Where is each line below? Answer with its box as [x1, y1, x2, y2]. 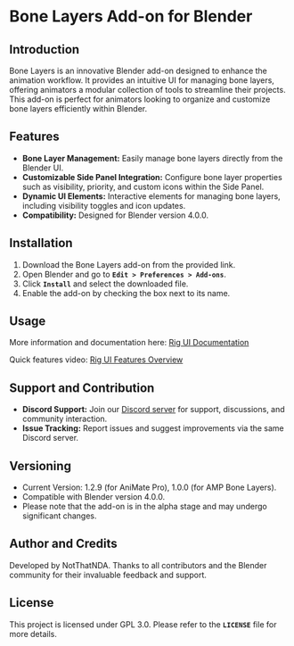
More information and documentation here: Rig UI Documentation [9, 337, 249, 348]
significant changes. [21, 510, 97, 521]
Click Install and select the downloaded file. [21, 278, 189, 289]
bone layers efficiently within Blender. [9, 104, 148, 113]
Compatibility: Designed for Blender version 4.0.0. [21, 210, 209, 220]
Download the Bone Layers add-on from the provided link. [21, 259, 236, 269]
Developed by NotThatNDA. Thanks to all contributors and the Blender [9, 559, 267, 570]
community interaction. [21, 413, 108, 425]
